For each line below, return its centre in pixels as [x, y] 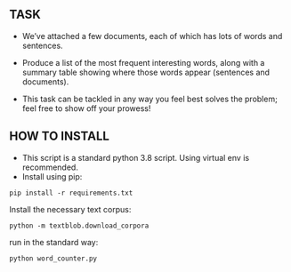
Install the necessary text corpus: [70, 209]
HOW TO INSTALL [59, 136]
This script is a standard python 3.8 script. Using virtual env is [136, 157]
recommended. [50, 167]
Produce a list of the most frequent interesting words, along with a [143, 62]
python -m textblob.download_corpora [79, 226]
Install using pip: [52, 176]
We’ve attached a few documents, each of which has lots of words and [152, 36]
